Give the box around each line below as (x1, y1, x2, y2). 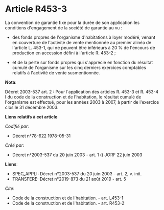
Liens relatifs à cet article (5, 114, 58, 119)
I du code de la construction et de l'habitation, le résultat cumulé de (5, 94, 141, 100)
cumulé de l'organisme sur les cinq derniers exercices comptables (12, 65, 146, 70)
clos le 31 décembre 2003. (5, 104, 59, 110)
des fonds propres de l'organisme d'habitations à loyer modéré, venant (12, 34, 156, 40)
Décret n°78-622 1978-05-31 (12, 133, 71, 139)
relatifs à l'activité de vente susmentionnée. (12, 70, 100, 75)
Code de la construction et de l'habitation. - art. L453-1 (12, 195, 124, 201)
